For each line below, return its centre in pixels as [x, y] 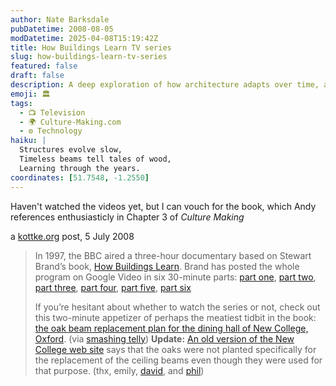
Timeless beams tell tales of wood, [95, 159]
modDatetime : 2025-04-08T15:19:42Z [84, 38]
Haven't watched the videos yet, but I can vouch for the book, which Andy [163, 206]
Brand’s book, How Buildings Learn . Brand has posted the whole [167, 266]
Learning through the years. [80, 168]
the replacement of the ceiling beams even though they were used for [178, 360]
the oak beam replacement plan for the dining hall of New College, [171, 328]
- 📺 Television [52, 112]
